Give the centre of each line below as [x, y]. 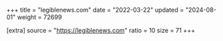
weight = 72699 [39, 17]
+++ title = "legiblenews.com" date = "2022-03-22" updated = [95, 10]
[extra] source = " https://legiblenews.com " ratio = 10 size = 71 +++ [101, 30]
